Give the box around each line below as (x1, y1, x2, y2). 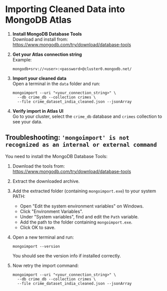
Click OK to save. (20, 224, 56, 230)
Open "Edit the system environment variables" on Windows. (20, 203, 144, 209)
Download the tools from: (12, 163, 65, 169)
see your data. (12, 118, 43, 124)
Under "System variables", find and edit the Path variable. (20, 213, 139, 220)
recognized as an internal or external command (5, 141, 157, 149)
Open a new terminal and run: (12, 234, 74, 240)
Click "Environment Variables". (20, 208, 83, 214)
